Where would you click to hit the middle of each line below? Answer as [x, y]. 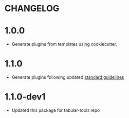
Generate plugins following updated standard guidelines [68, 77]
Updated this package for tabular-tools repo [56, 110]
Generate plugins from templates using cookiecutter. [64, 44]
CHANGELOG [32, 8]
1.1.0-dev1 [25, 97]
